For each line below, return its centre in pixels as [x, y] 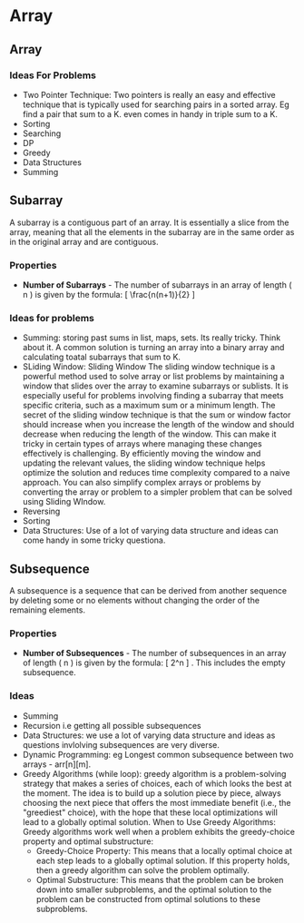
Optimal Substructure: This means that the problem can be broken [160, 879]
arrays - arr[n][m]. [57, 764]
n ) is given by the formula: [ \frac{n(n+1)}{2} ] [108, 294]
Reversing [41, 511]
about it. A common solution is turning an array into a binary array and [153, 348]
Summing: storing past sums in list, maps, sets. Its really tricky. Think [152, 338]
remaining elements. [48, 610]
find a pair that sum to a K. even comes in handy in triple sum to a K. [150, 113]
